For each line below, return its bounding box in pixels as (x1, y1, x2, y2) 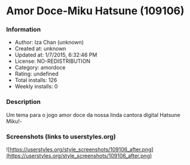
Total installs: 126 (14, 77, 58, 84)
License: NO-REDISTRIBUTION (14, 58, 91, 65)
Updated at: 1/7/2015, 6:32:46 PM (14, 52, 97, 59)
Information (6, 26, 41, 34)
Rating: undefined (14, 70, 59, 78)
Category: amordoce (14, 64, 66, 71)
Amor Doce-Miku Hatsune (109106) (6, 4, 185, 18)
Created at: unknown (14, 45, 66, 52)
